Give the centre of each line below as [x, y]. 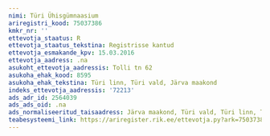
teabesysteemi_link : [43, 120]
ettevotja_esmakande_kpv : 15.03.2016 [72, 53]
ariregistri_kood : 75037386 [55, 23]
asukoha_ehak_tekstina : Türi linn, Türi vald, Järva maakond [113, 82]
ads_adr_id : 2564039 [43, 98]
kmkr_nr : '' [28, 30]
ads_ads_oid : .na [37, 105]
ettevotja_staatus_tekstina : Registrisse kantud [91, 46]
